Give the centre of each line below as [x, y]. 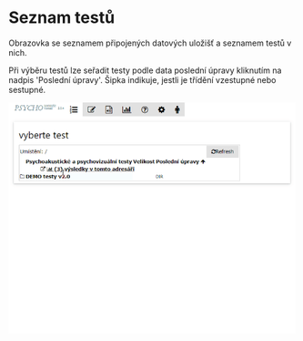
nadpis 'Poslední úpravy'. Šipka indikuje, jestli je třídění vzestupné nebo [142, 79]
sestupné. [27, 89]
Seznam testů [62, 18]
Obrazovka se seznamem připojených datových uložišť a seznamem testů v [150, 43]
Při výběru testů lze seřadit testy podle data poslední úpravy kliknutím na [145, 70]
